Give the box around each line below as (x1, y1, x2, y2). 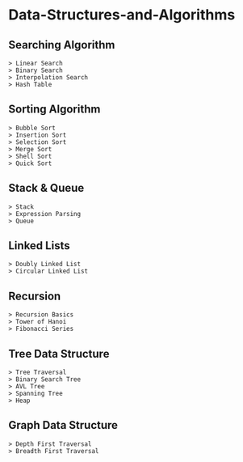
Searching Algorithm (8, 38, 115, 52)
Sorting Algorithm (8, 103, 101, 117)
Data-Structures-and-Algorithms (8, 6, 236, 24)
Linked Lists (8, 239, 70, 252)
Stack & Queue (8, 181, 85, 195)
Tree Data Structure (8, 346, 110, 361)
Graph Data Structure (8, 418, 119, 432)
